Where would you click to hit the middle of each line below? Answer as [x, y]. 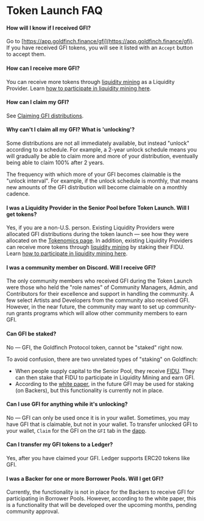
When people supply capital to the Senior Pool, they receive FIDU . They [105, 371]
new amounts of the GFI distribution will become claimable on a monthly [97, 187]
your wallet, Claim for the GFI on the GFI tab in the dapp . [76, 430]
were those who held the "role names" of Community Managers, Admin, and [102, 287]
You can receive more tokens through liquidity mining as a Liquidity [90, 82]
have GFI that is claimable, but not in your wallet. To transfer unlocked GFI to [102, 424]
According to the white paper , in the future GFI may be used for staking [104, 383]
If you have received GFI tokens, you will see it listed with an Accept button [100, 48]
